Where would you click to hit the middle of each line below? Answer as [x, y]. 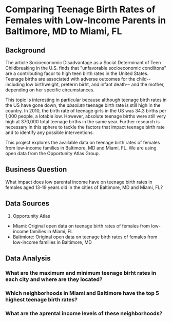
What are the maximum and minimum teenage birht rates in [81, 273]
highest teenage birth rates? [42, 299]
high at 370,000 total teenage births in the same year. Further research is [83, 121]
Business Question [36, 170]
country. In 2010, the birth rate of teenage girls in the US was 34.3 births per [86, 111]
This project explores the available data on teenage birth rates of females [83, 143]
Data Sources [27, 204]
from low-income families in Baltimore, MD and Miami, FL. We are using [81, 148]
